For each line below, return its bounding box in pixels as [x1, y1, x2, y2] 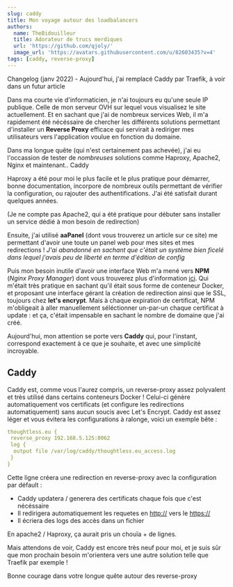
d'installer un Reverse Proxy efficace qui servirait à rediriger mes [7, 125, 195, 133]
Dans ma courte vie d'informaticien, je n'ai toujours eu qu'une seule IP [7, 95, 209, 104]
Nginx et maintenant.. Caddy [7, 161, 89, 169]
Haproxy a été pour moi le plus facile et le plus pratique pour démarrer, [7, 174, 210, 182]
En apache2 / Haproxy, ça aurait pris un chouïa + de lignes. [7, 530, 177, 538]
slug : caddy [7, 10, 42, 17]
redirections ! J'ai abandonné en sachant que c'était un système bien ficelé [7, 245, 224, 254]
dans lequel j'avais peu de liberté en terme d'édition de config [7, 253, 186, 261]
